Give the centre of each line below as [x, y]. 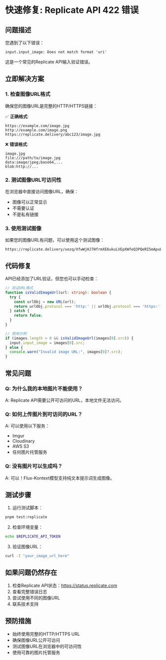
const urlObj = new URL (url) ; [45, 302]
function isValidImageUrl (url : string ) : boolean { [58, 292]
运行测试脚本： [27, 508]
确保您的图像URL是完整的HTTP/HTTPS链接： [51, 106]
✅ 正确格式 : [17, 116]
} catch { [20, 311]
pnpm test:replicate [26, 517]
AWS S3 [21, 446]
